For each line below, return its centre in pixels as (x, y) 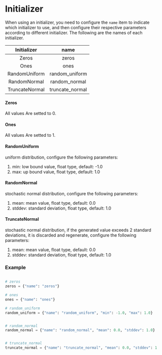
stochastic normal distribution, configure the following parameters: (72, 194)
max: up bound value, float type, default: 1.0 (56, 172)
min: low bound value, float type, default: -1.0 (57, 166)
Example (16, 267)
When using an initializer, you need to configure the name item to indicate (77, 22)
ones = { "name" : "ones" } (30, 299)
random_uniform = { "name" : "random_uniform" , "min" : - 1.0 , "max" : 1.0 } (79, 313)
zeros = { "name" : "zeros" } (32, 286)
